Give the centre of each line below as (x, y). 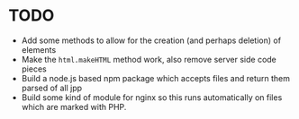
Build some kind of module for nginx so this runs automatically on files (152, 97)
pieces (34, 69)
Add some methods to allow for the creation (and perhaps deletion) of (151, 40)
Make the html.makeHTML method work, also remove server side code (149, 59)
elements (39, 49)
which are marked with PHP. (74, 106)
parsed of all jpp (52, 88)
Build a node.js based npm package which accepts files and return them (155, 78)
